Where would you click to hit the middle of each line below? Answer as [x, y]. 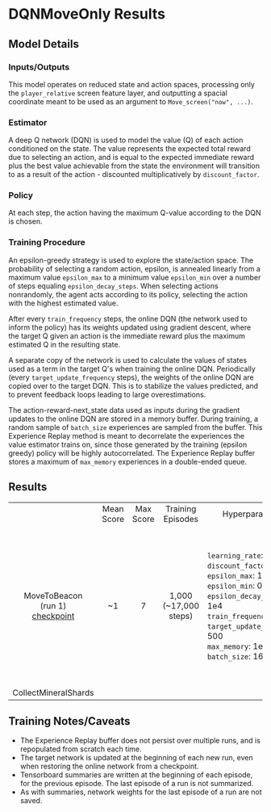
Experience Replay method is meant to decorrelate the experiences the [126, 435]
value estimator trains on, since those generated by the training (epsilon [128, 444]
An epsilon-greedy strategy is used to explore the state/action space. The [131, 260]
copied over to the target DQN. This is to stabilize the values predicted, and [133, 385]
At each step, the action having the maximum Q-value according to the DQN [135, 213]
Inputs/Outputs [39, 67]
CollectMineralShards [53, 692]
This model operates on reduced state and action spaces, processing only [132, 84]
